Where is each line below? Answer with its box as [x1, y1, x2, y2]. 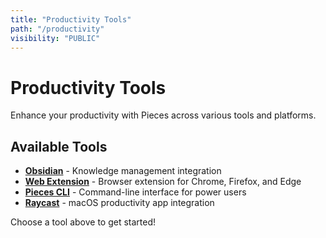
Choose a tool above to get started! [10, 216, 157, 228]
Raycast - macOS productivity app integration [24, 197, 215, 209]
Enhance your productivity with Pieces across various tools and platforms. [10, 109, 317, 121]
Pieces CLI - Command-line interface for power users [24, 186, 247, 198]
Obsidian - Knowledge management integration [24, 165, 222, 177]
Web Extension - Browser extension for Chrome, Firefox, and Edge [24, 176, 302, 188]
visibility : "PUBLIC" [10, 33, 101, 43]
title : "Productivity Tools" [10, 14, 132, 25]
